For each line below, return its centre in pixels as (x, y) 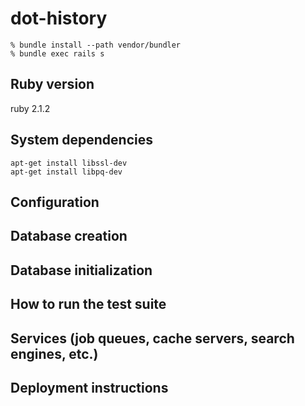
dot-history (59, 18)
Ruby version (52, 84)
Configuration (55, 202)
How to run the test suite (88, 304)
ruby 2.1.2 (30, 108)
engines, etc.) (54, 353)
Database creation (69, 236)
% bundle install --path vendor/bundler (96, 45)
